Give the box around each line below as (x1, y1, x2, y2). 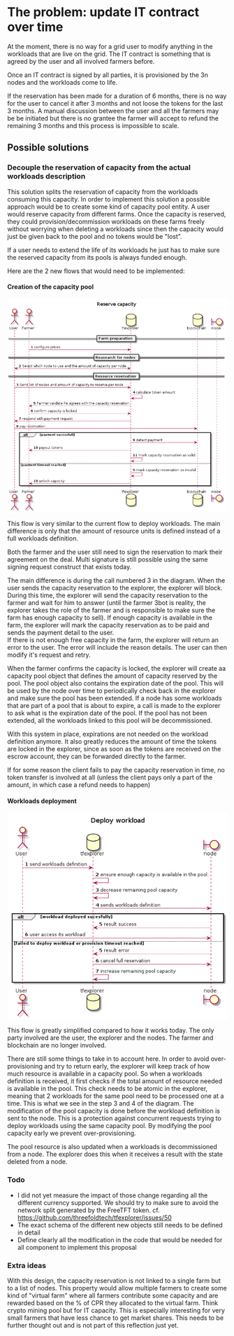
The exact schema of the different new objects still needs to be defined (17, 1220, 224, 1229)
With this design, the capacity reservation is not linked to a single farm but (7, 1276, 221, 1285)
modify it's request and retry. (7, 650, 91, 659)
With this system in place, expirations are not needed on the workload (7, 730, 208, 739)
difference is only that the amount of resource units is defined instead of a (7, 527, 221, 536)
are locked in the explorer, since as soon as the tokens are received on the (7, 745, 221, 753)
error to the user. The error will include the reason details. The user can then (7, 643, 227, 652)
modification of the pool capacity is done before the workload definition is (7, 1107, 220, 1115)
